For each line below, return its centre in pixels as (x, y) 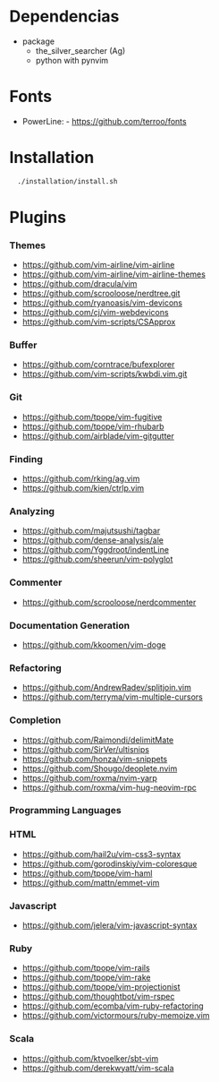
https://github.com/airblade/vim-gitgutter (98, 435)
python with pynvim (72, 60)
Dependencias (64, 17)
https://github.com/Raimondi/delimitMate (98, 740)
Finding (26, 459)
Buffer (23, 345)
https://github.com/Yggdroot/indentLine (96, 550)
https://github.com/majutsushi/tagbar (91, 531)
